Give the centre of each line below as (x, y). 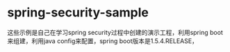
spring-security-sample (78, 13)
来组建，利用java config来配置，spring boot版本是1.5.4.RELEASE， (102, 41)
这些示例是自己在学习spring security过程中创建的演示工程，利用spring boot (115, 32)
